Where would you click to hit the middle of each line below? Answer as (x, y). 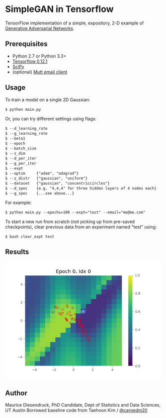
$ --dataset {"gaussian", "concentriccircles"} (58, 183)
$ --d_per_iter (21, 158)
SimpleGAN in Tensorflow (59, 9)
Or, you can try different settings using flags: (51, 119)
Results (17, 252)
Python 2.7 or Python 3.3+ (39, 56)
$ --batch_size (21, 148)
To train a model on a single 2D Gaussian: (48, 100)
